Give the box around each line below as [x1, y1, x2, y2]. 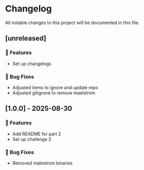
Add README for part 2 [12, 131, 61, 137]
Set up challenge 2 [12, 136, 51, 142]
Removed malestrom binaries [12, 160, 73, 166]
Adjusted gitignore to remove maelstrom [12, 90, 95, 96]
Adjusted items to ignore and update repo [12, 84, 98, 90]
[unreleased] [5, 34, 46, 43]
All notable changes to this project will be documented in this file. [5, 20, 140, 26]
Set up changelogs [12, 61, 51, 67]
